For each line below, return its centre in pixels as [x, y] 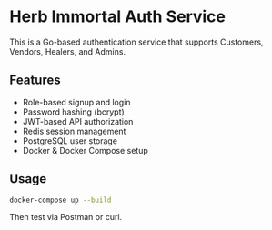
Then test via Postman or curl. [66, 217]
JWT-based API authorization [78, 121]
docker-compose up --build [60, 200]
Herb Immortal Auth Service [117, 17]
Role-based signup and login [76, 102]
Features [35, 80]
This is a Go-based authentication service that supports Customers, [136, 42]
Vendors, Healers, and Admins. [67, 51]
